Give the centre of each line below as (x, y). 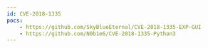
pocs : (15, 20)
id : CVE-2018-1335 (34, 14)
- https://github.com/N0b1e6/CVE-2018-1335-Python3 (98, 34)
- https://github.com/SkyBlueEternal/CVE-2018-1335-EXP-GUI (110, 27)
